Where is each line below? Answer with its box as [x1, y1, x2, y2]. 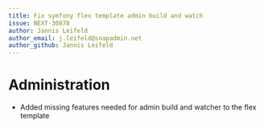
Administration [8, 76, 110, 94]
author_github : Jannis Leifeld [8, 42, 113, 50]
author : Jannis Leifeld [8, 26, 89, 34]
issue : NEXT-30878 [8, 19, 70, 27]
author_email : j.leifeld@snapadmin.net [8, 34, 142, 42]
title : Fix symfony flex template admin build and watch [8, 11, 204, 20]
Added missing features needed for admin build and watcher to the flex [19, 102, 257, 112]
